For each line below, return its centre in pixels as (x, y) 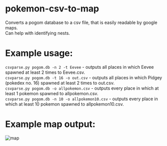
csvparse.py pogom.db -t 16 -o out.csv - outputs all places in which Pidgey (84, 77)
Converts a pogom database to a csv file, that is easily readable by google (81, 22)
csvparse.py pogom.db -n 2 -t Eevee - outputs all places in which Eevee (80, 67)
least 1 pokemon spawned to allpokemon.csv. (52, 93)
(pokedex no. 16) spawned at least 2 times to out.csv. (60, 83)
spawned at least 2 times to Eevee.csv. (45, 72)
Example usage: (39, 53)
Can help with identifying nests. (38, 33)
